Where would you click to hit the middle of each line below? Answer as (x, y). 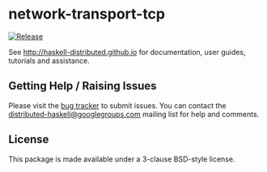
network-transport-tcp (87, 14)
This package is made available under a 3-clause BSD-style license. (122, 159)
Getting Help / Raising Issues (83, 86)
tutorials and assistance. (49, 61)
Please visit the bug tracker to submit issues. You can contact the (117, 105)
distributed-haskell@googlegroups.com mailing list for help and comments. (134, 114)
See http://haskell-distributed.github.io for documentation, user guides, (127, 52)
